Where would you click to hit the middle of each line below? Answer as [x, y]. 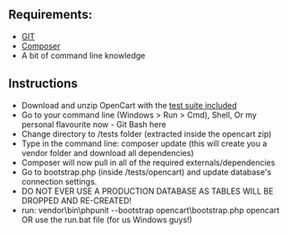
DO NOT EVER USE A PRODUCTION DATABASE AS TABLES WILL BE [147, 191]
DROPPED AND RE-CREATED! [76, 200]
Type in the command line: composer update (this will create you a [144, 143]
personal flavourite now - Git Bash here [93, 124]
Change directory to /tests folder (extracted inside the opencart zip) [146, 134]
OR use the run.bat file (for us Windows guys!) [107, 220]
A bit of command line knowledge [83, 55]
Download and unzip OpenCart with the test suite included [129, 105]
